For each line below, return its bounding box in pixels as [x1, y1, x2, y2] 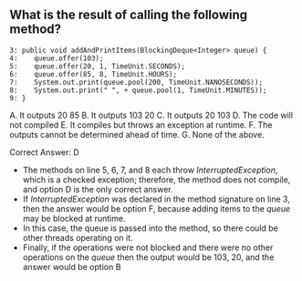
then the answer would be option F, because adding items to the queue [22, 203, 291, 213]
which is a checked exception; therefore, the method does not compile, [22, 173, 291, 185]
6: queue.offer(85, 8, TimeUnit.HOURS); [9, 69, 178, 78]
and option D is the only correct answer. [22, 183, 173, 194]
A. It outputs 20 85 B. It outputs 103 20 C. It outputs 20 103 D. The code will [9, 109, 294, 120]
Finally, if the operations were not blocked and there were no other [22, 242, 274, 253]
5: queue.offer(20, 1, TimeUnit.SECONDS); [9, 61, 185, 71]
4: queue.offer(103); [9, 54, 104, 63]
